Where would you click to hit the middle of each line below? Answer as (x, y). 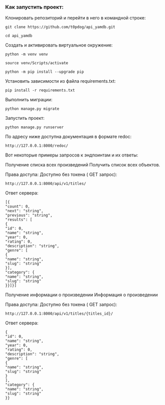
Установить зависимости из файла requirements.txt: (60, 81)
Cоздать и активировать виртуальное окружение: (59, 45)
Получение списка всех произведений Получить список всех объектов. (83, 165)
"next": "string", (24, 211)
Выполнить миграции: (29, 100)
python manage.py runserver (35, 127)
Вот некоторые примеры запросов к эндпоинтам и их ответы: (72, 155)
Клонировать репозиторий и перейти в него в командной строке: (75, 18)
